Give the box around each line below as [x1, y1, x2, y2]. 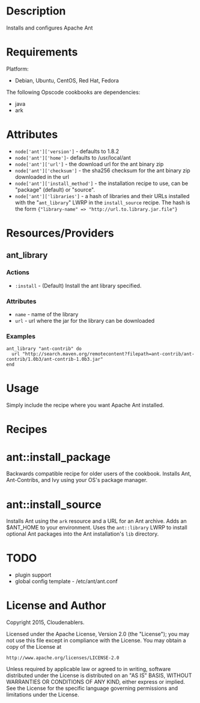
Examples [6, 332, 36, 340]
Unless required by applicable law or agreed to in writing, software [6, 666, 171, 673]
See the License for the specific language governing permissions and [6, 685, 178, 692]
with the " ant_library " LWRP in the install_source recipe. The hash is [14, 199, 190, 206]
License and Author [6, 599, 106, 613]
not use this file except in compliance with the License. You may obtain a [6, 637, 186, 644]
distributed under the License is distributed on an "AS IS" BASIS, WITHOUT [6, 672, 192, 679]
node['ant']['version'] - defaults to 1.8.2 [14, 148, 119, 155]
